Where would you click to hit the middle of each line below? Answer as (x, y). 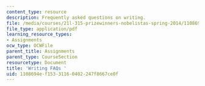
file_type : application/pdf (42, 29)
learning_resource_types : (39, 35)
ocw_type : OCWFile (30, 46)
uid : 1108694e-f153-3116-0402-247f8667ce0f (63, 74)
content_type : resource (37, 12)
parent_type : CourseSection (42, 57)
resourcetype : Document (37, 62)
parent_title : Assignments (41, 51)
